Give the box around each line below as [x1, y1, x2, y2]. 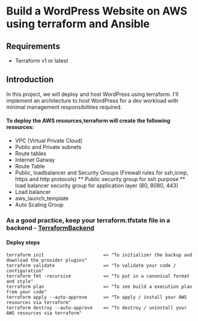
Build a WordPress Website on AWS [6, 4, 188, 18]
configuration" [6, 268, 45, 274]
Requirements [6, 41, 60, 51]
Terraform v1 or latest [14, 57, 69, 64]
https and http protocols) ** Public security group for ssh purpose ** [14, 176, 185, 183]
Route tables [14, 150, 46, 157]
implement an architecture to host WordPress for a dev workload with [6, 97, 179, 104]
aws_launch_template [14, 195, 69, 202]
